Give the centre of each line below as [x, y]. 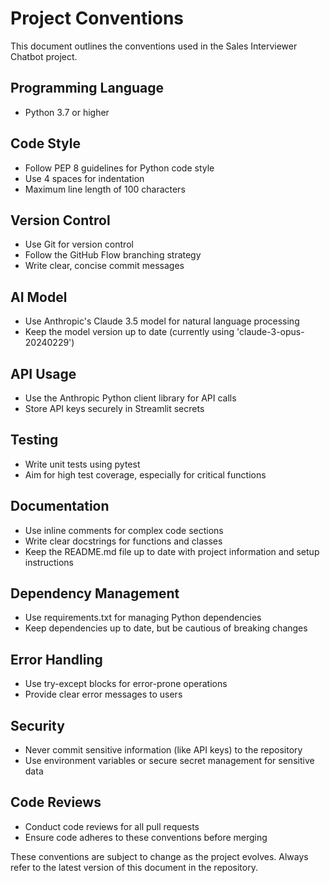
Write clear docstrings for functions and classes [123, 541]
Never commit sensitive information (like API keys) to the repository [163, 750]
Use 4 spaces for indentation [84, 178]
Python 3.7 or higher [67, 112]
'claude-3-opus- [270, 332]
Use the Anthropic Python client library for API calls [130, 398]
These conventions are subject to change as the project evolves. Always [159, 856]
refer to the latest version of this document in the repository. [134, 867]
